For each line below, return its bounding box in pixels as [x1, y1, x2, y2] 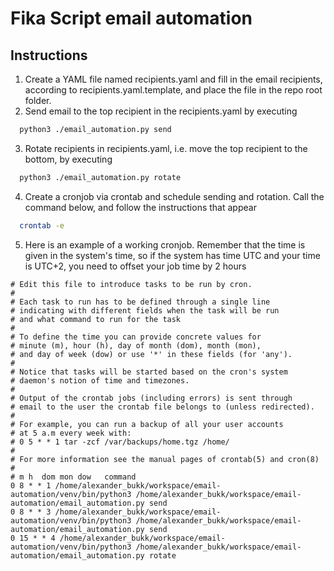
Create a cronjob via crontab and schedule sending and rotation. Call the [24, 190, 325, 202]
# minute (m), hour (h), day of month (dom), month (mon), [10, 340, 262, 351]
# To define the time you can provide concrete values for [10, 332, 262, 342]
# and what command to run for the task [10, 314, 182, 324]
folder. [24, 95, 52, 106]
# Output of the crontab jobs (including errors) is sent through [10, 393, 293, 403]
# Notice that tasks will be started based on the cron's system [10, 367, 288, 377]
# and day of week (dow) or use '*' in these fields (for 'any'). [10, 349, 293, 359]
